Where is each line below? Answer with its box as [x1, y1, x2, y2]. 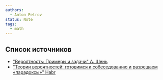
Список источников [5, 45, 72, 54]
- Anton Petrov [10, 12, 42, 17]
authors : [5, 7, 24, 13]
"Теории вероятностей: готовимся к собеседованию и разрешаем [12, 64, 158, 70]
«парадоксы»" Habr [12, 69, 56, 75]
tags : [5, 21, 17, 27]
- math [10, 26, 24, 31]
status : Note [5, 17, 33, 22]
